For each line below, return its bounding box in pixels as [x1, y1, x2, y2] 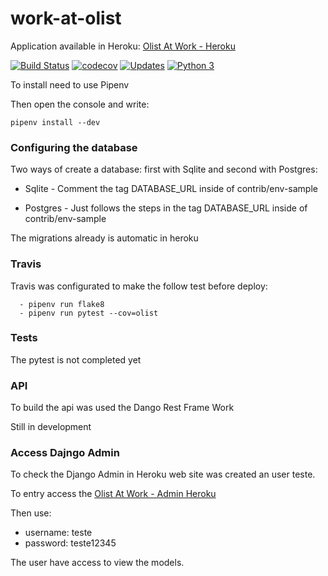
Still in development [10, 421, 92, 433]
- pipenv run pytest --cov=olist [19, 308, 159, 318]
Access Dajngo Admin [10, 446, 120, 460]
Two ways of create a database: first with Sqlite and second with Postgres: [10, 163, 318, 176]
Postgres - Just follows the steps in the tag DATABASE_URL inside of [24, 202, 308, 214]
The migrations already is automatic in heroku [10, 232, 199, 244]
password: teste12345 [24, 537, 117, 549]
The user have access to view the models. [10, 557, 185, 569]
